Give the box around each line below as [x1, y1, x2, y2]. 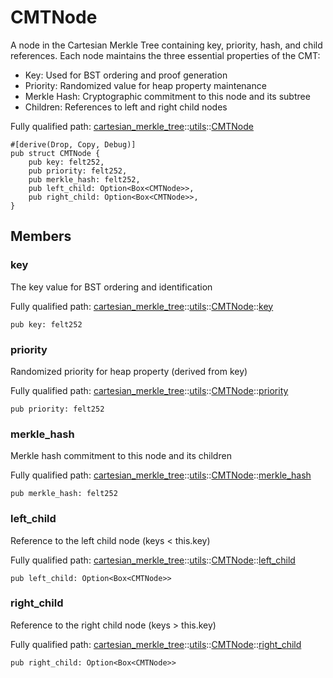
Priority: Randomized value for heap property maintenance [24, 79, 267, 91]
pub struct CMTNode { [10, 148, 101, 158]
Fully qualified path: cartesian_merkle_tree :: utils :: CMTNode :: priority [10, 384, 289, 396]
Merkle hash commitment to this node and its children [10, 450, 232, 462]
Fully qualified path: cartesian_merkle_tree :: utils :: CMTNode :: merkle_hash [10, 469, 312, 481]
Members [10, 228, 72, 245]
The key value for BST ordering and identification [10, 281, 213, 293]
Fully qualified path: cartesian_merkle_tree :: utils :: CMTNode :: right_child [10, 638, 302, 650]
